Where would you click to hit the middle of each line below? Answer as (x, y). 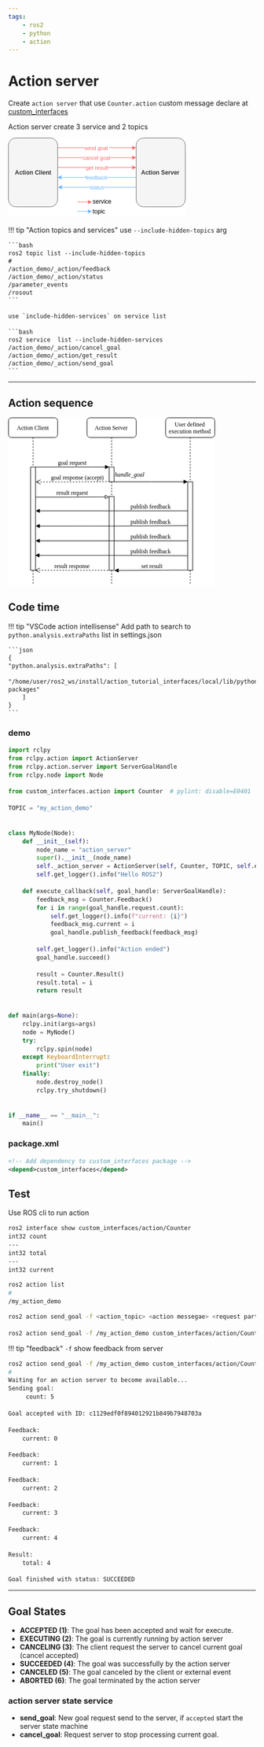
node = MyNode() (49, 1032)
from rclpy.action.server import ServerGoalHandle (93, 766)
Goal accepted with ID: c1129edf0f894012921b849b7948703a (105, 1413)
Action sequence (51, 403)
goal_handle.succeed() (73, 957)
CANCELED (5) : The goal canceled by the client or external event (125, 1672)
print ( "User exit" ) (68, 1066)
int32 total (27, 1253)
